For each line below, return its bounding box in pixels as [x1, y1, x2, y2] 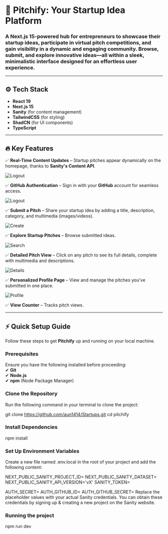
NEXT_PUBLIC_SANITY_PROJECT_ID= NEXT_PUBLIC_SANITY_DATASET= [5, 474, 157, 480]
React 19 [12, 98, 31, 104]
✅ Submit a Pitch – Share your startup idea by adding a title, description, [5, 207, 155, 213]
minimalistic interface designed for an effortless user [5, 58, 137, 65]
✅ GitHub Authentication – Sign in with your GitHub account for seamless [5, 182, 159, 188]
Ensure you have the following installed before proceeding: [5, 362, 126, 368]
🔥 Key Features [5, 144, 54, 152]
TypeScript [12, 125, 36, 131]
